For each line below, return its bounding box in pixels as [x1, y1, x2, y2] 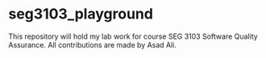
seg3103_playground [8, 5, 153, 23]
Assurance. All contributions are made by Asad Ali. [8, 39, 177, 49]
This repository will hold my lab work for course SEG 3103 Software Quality [8, 31, 258, 41]
